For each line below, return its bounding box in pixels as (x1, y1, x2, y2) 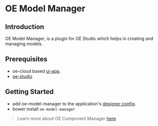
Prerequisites (5, 55, 48, 63)
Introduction (5, 23, 45, 31)
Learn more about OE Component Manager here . (17, 115, 117, 121)
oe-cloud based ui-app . (12, 68, 61, 74)
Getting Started (5, 88, 54, 96)
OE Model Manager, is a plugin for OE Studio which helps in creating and (5, 35, 154, 41)
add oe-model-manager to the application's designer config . (12, 100, 136, 106)
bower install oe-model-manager (12, 106, 75, 112)
